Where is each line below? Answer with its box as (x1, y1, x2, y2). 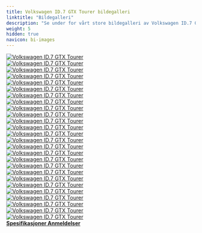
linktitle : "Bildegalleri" (6, 14, 74, 20)
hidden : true (6, 31, 39, 37)
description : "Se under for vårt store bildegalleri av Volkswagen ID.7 (6, 20, 192, 26)
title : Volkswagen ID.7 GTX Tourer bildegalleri (6, 8, 130, 15)
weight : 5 (6, 25, 31, 32)
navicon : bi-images (6, 37, 55, 43)
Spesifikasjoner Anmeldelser (6, 220, 81, 226)
